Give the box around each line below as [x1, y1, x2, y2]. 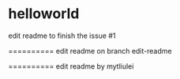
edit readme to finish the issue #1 [8, 31, 116, 40]
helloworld [8, 5, 80, 23]
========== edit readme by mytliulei [8, 61, 134, 71]
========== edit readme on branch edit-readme [8, 46, 172, 55]
